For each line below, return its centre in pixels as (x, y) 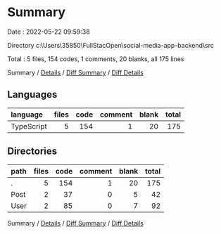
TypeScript (29, 126)
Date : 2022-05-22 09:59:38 (49, 32)
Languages (32, 95)
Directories (32, 151)
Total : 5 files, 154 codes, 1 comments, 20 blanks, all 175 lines (96, 59)
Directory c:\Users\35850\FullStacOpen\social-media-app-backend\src (111, 45)
